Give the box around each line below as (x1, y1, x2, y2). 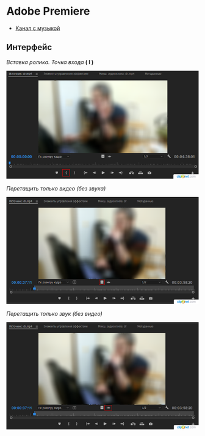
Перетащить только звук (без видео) (6, 310, 103, 318)
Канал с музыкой (15, 24, 60, 32)
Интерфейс (6, 42, 52, 53)
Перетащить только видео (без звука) (6, 184, 106, 192)
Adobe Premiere (6, 4, 90, 18)
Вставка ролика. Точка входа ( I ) (6, 58, 94, 65)
